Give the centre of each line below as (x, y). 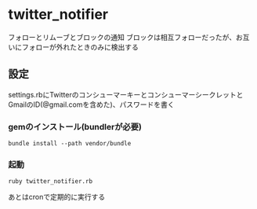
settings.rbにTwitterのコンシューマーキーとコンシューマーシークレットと (126, 94)
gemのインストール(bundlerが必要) (75, 126)
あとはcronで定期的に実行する (57, 197)
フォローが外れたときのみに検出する (80, 47)
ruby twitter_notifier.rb (50, 181)
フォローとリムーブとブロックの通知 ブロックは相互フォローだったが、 (122, 37)
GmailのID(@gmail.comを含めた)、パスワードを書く (91, 104)
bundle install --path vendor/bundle (70, 144)
